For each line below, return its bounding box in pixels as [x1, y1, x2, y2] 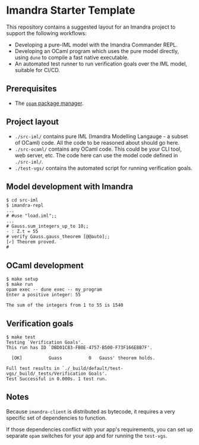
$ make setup [6, 276, 39, 282]
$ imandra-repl [6, 203, 44, 209]
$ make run [6, 281, 33, 288]
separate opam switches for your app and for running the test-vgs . [6, 432, 168, 439]
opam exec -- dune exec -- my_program [6, 287, 102, 292]
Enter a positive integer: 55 [6, 292, 81, 298]
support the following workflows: [6, 29, 87, 36]
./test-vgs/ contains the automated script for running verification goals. [14, 164, 193, 172]
